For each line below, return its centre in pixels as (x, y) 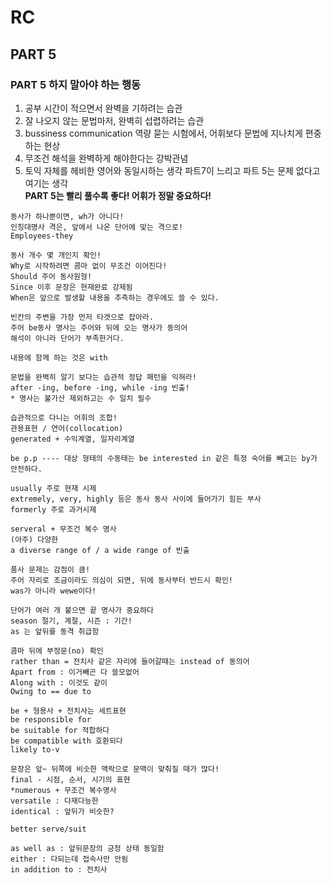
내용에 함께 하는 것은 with (59, 357)
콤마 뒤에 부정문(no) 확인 (57, 651)
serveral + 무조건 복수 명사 (63, 529)
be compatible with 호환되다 (66, 741)
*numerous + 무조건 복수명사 (63, 790)
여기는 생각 (46, 183)
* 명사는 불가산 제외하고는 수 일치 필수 (81, 398)
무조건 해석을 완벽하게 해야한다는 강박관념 (106, 158)
